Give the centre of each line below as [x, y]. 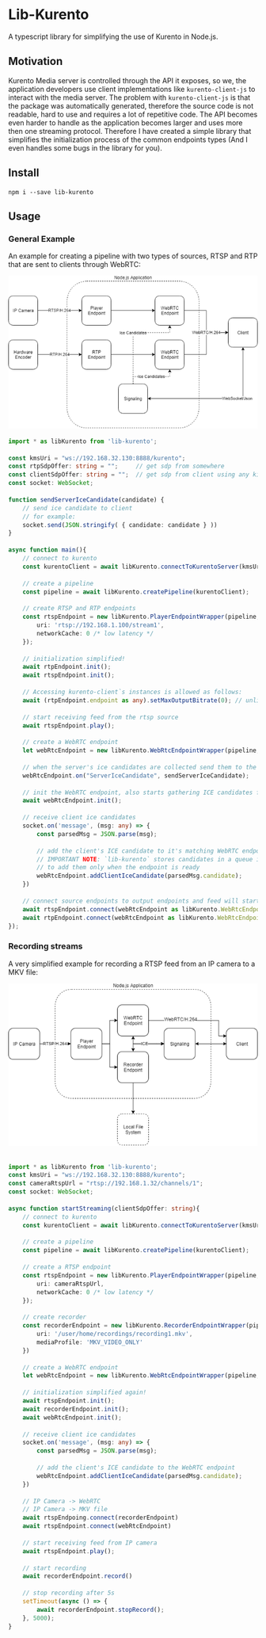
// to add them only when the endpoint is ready [118, 868]
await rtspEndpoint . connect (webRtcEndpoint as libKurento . [122, 909]
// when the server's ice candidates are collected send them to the [140, 767]
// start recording [55, 1568]
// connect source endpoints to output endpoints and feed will [131, 901]
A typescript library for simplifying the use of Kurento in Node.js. [113, 36]
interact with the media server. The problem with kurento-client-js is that [129, 97]
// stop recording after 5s [68, 1593]
